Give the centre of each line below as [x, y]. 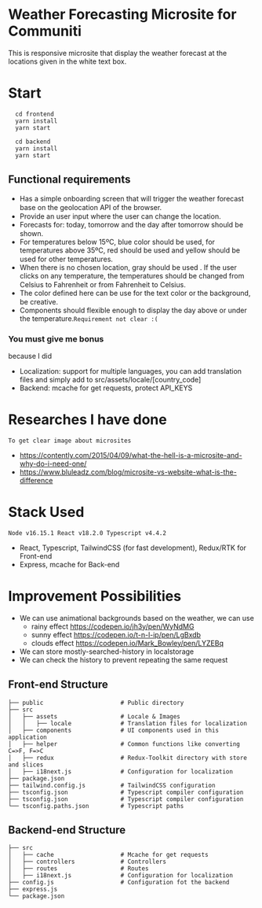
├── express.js [33, 890]
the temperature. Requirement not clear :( [89, 318]
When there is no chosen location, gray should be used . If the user [128, 267]
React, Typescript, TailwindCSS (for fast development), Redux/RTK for [133, 548]
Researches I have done [87, 420]
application [27, 737]
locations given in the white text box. [67, 61]
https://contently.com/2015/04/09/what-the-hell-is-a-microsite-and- [131, 455]
